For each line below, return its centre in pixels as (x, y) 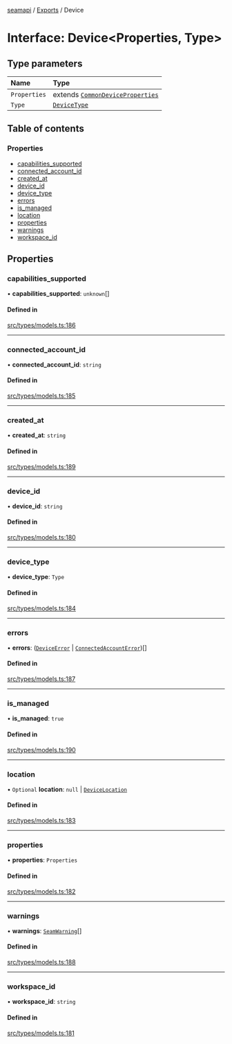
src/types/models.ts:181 (41, 1033)
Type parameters (45, 63)
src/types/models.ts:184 (41, 608)
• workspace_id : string (41, 1002)
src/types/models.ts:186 (41, 325)
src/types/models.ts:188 (41, 962)
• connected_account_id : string (54, 364)
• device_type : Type (36, 577)
